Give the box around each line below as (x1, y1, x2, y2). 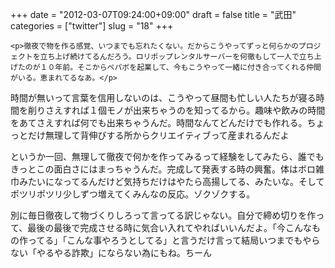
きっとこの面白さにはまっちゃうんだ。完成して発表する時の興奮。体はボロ (10, 163, 317, 175)
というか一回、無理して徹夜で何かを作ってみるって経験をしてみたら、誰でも (10, 151, 325, 162)
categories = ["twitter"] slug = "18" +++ (10, 20, 174, 32)
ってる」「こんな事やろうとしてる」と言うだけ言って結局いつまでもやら (27, 234, 321, 246)
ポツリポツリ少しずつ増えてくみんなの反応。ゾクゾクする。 (10, 188, 256, 200)
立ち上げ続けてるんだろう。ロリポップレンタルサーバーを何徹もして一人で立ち (39, 52, 315, 62)
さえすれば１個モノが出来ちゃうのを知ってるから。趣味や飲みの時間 (44, 104, 326, 116)
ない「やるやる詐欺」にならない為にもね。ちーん (10, 247, 212, 258)
